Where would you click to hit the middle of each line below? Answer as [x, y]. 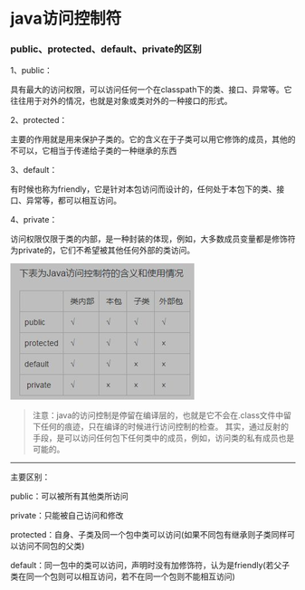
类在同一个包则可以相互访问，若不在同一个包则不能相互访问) [123, 576]
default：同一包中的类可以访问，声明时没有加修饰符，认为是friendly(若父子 [150, 566]
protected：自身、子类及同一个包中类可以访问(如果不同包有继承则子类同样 [149, 535]
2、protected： [39, 120]
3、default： [34, 170]
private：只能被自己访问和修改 [67, 516]
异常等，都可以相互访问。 [73, 201]
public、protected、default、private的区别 [106, 49]
